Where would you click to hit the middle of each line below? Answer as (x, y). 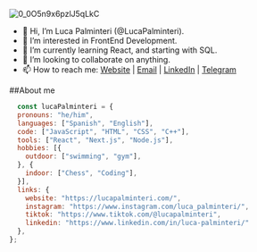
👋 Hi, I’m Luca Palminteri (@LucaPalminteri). (103, 31)
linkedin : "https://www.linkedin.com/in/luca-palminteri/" (137, 223)
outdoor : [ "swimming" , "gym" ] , (83, 156)
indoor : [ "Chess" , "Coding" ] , (82, 173)
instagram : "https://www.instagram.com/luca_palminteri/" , (137, 206)
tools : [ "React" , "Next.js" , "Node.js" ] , (95, 140)
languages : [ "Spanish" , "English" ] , (85, 123)
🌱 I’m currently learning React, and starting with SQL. (120, 50)
